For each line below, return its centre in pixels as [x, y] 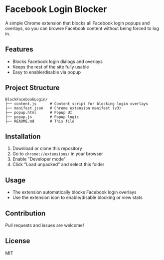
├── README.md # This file [40, 121]
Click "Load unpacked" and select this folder [58, 164]
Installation [23, 136]
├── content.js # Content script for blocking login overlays [77, 103]
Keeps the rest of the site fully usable [51, 66]
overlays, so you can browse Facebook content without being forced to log [82, 28]
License [18, 241]
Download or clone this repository [47, 148]
